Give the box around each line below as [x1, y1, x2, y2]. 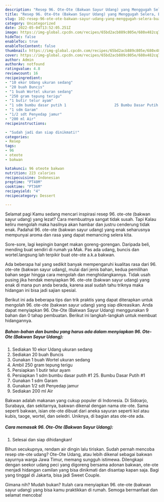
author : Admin [5, 57, 34, 62]
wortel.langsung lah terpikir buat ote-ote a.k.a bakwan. [5, 252, 116, 258]
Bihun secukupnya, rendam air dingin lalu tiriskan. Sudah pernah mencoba [5, 446, 155, 452]
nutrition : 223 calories [5, 170, 56, 175]
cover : [5, 52, 19, 58]
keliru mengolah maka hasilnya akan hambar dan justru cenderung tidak [5, 221, 150, 227]
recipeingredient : [5, 75, 42, 80]
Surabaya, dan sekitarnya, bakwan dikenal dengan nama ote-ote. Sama [5, 403, 149, 408]
